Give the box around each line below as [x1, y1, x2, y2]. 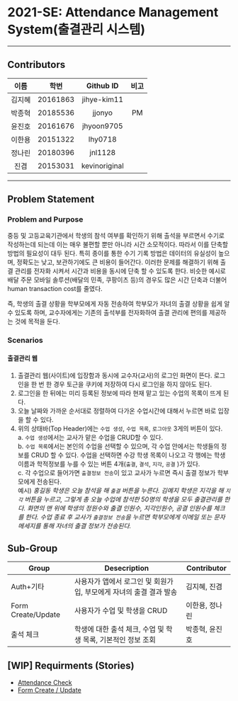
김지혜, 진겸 [186, 582, 223, 592]
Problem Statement [7, 193, 95, 205]
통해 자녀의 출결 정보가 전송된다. [42, 521, 132, 530]
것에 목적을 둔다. [14, 317, 60, 326]
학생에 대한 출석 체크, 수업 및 [74, 625, 164, 634]
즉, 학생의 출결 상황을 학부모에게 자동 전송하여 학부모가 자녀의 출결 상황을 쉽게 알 [7, 300, 230, 308]
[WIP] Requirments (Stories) [7, 659, 135, 671]
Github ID [86, 81, 119, 91]
